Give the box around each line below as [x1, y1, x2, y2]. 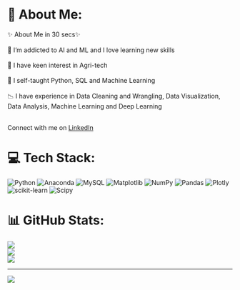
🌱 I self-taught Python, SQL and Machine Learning [7, 76, 156, 84]
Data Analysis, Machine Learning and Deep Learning [7, 101, 162, 110]
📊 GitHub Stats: [7, 212, 105, 229]
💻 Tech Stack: [7, 150, 96, 166]
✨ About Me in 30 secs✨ [7, 30, 81, 39]
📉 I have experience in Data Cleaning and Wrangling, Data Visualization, [7, 91, 221, 100]
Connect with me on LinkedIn [7, 123, 94, 131]
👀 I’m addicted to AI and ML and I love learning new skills [7, 46, 175, 54]
